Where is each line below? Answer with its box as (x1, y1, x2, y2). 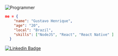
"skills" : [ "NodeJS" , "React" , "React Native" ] (14, 32, 114, 37)
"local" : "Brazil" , (14, 27, 53, 33)
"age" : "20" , (14, 23, 40, 28)
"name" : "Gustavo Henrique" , (14, 19, 73, 23)
